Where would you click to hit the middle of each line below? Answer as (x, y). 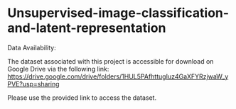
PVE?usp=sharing (33, 84)
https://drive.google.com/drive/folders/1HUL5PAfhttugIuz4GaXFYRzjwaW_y (118, 76)
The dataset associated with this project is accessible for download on (111, 61)
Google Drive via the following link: (58, 69)
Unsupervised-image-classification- (118, 13)
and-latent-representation (87, 28)
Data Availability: (32, 47)
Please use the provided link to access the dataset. (82, 98)
